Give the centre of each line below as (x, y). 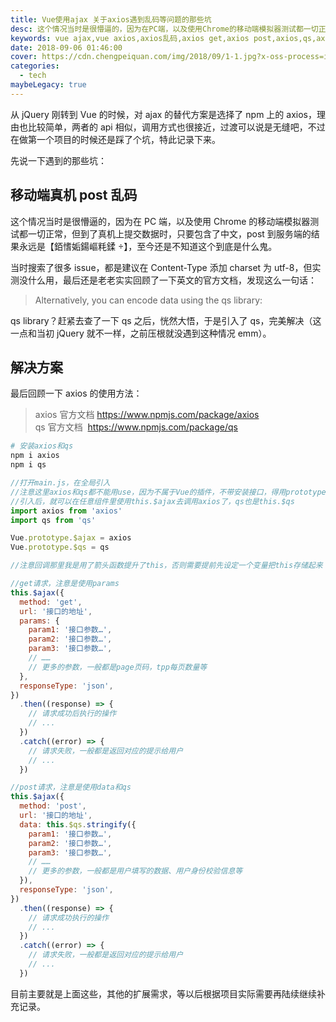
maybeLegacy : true (48, 85)
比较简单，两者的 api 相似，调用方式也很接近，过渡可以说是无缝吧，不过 (176, 127)
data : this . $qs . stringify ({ (78, 824)
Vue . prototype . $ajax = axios (71, 538)
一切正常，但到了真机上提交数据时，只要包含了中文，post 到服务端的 (169, 233)
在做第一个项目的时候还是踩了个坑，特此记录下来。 (115, 139)
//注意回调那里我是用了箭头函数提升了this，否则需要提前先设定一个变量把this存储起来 (166, 566)
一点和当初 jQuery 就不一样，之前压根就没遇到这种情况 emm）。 (141, 333)
